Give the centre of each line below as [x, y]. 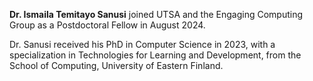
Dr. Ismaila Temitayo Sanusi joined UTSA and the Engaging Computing [156, 14]
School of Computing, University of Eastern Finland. [116, 65]
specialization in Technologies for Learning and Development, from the [155, 55]
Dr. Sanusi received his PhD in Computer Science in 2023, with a [142, 44]
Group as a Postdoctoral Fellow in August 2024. [107, 25]
